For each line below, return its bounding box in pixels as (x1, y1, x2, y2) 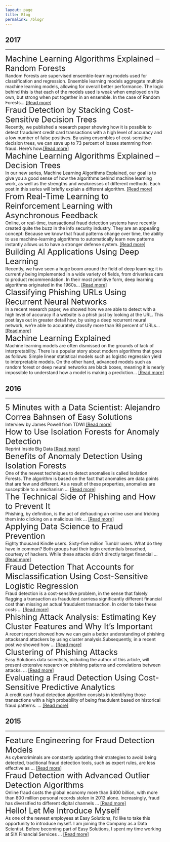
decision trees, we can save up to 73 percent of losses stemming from (5, 140, 152, 146)
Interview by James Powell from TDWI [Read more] (5, 421, 112, 427)
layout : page (5, 7, 33, 13)
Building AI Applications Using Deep (5, 247, 139, 257)
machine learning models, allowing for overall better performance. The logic (5, 84, 164, 90)
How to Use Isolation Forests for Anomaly (5, 427, 159, 437)
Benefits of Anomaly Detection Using (5, 451, 143, 461)
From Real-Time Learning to (5, 191, 109, 202)
